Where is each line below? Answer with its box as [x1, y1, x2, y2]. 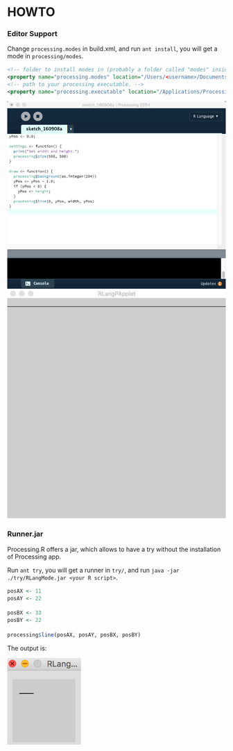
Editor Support [7, 29, 58, 39]
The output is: [7, 643, 47, 652]
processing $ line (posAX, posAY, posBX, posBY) [7, 631, 141, 639]
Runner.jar [7, 529, 44, 539]
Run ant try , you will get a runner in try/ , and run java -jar [7, 566, 180, 574]
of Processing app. [7, 552, 62, 561]
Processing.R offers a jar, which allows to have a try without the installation [7, 545, 221, 553]
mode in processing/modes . [7, 52, 84, 60]
